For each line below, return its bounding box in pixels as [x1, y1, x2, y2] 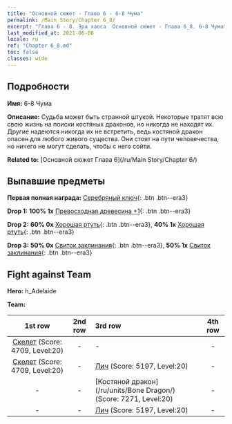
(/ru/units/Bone [95, 385, 145, 395]
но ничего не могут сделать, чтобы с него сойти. [7, 142, 152, 150]
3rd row [95, 321, 122, 331]
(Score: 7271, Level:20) [95, 394, 174, 404]
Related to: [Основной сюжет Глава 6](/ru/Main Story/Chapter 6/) [7, 155, 198, 163]
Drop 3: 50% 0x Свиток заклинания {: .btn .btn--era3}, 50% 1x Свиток [7, 241, 211, 250]
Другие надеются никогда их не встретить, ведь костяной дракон [7, 127, 203, 136]
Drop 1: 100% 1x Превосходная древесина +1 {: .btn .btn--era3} [7, 207, 191, 215]
